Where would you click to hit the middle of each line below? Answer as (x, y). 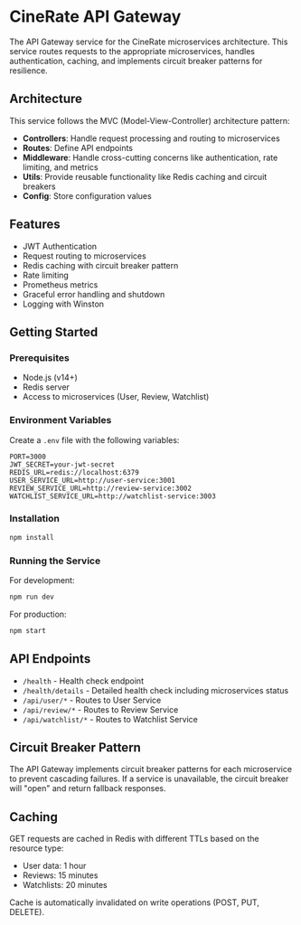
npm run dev (32, 597)
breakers (39, 186)
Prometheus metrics (60, 284)
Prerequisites (39, 357)
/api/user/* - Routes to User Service (92, 700)
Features (35, 225)
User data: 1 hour (54, 866)
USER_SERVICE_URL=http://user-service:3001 (93, 480)
